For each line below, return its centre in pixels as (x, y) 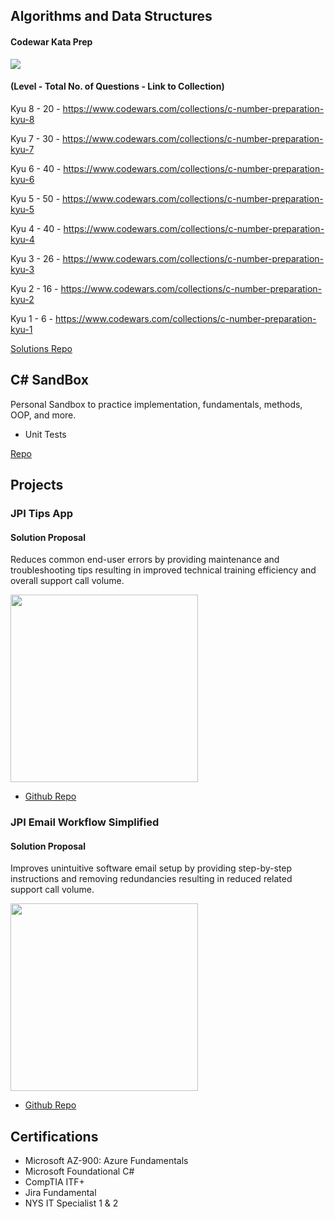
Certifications (54, 1136)
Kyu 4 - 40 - (36, 228)
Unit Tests (45, 434)
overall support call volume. (67, 581)
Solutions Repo (41, 348)
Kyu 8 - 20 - (35, 108)
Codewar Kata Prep (51, 41)
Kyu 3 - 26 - (35, 258)
